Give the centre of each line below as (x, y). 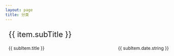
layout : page (19, 10)
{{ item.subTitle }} (40, 34)
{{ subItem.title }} (26, 48)
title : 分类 (17, 15)
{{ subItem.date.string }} (143, 48)
